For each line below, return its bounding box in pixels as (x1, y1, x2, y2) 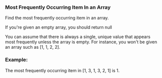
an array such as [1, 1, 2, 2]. (5, 44, 60, 50)
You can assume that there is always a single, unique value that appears (5, 34, 151, 40)
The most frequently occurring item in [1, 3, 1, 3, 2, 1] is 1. (5, 67, 120, 73)
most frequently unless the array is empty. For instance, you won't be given (5, 39, 158, 45)
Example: (5, 57, 28, 63)
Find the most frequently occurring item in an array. (5, 15, 109, 21)
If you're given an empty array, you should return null (5, 24, 113, 30)
